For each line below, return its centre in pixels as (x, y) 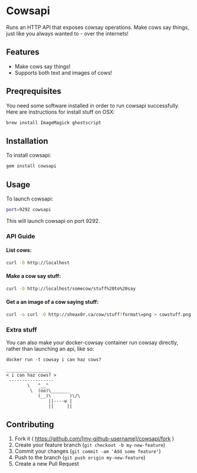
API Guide (21, 236)
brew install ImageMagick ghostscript (54, 122)
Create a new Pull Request (47, 464)
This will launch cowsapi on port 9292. (53, 221)
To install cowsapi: (29, 155)
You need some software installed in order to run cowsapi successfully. (93, 105)
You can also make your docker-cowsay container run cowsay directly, (92, 343)
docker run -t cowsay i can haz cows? (54, 360)
